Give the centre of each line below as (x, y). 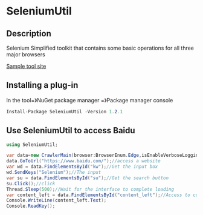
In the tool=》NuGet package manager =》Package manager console (90, 100)
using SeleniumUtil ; (32, 144)
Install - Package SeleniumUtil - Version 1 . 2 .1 (64, 111)
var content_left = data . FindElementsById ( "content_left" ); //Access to (98, 195)
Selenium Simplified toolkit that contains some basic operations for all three (100, 48)
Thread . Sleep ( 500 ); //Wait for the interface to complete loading (90, 189)
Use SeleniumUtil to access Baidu (71, 131)
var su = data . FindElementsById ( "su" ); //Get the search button (88, 178)
